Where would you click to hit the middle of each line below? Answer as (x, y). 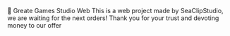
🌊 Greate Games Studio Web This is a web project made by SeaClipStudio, (115, 11)
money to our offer (35, 25)
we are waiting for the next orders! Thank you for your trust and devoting (113, 18)
